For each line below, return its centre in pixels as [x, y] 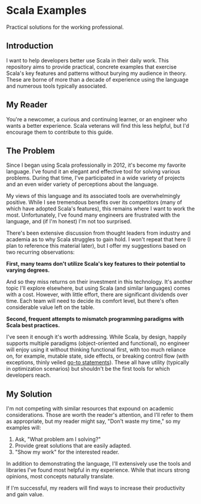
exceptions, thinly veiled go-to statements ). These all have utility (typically [98, 362]
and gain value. [25, 494]
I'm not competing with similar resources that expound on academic [90, 409]
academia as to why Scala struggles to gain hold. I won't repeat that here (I [98, 239]
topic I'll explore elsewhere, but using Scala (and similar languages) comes [98, 288]
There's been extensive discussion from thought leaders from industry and [98, 233]
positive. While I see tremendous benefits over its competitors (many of [94, 202]
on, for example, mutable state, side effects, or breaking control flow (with [98, 356]
